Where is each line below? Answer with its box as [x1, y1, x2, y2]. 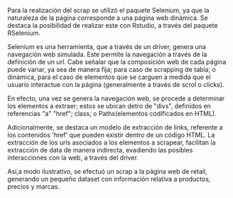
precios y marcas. [7, 182, 60, 191]
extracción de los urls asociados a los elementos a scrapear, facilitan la [7, 138, 216, 147]
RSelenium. [7, 28, 40, 37]
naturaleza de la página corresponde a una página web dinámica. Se [7, 14, 208, 22]
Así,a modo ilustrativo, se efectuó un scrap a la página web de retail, [7, 167, 207, 175]
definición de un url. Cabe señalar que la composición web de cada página [7, 58, 227, 66]
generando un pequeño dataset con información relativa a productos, [7, 174, 211, 183]
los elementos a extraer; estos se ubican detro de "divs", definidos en [7, 102, 212, 110]
